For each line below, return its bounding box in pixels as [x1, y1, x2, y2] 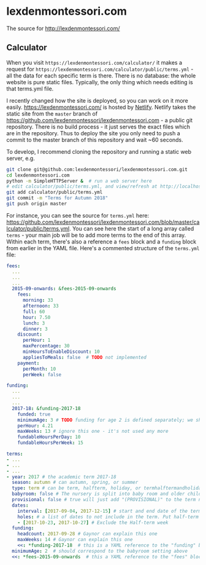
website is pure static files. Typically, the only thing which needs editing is [6, 78, 193, 85]
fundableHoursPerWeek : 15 [17, 440, 84, 446]
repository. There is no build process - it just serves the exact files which [6, 123, 191, 130]
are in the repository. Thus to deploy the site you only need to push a [6, 129, 180, 136]
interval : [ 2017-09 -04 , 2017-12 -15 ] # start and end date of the [17, 508, 188, 514]
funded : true [17, 411, 51, 417]
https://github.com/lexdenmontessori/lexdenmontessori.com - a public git [6, 116, 193, 124]
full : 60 [22, 309, 45, 315]
